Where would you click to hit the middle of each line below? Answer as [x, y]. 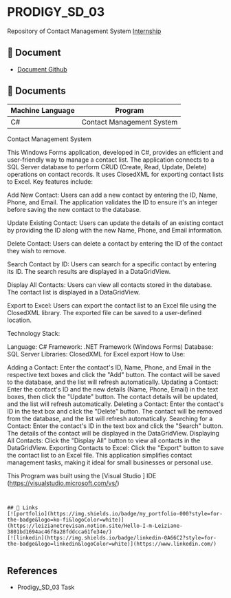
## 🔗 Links [23, 508]
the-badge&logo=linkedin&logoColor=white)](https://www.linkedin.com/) [112, 544]
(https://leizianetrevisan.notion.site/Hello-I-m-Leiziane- [95, 526]
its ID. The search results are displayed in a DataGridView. [89, 271]
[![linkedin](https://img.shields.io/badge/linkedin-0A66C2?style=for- [112, 537]
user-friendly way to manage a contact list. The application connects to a [111, 160]
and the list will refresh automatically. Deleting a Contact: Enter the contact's [115, 404]
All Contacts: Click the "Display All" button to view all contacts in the [104, 440]
